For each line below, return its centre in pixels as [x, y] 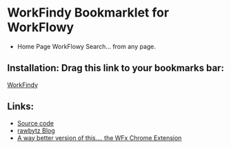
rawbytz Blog [36, 130]
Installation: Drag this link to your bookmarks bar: [115, 68]
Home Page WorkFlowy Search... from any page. [87, 46]
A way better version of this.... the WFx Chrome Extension [99, 138]
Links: [21, 107]
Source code [35, 123]
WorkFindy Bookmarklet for [88, 13]
